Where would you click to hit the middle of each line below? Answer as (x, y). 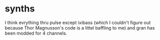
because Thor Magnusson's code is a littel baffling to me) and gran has (80, 27)
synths (20, 9)
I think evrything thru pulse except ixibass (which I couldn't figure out (78, 22)
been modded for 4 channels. (36, 33)
